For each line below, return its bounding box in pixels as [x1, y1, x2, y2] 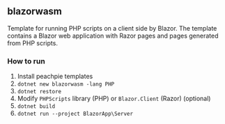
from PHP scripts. [7, 38, 58, 47]
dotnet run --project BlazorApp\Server [17, 111, 134, 118]
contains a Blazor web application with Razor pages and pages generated [7, 31, 219, 40]
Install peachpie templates [17, 72, 93, 81]
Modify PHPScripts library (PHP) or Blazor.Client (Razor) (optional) [17, 94, 211, 103]
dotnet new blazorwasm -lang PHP [17, 81, 115, 88]
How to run [7, 56, 45, 65]
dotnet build [17, 103, 56, 110]
